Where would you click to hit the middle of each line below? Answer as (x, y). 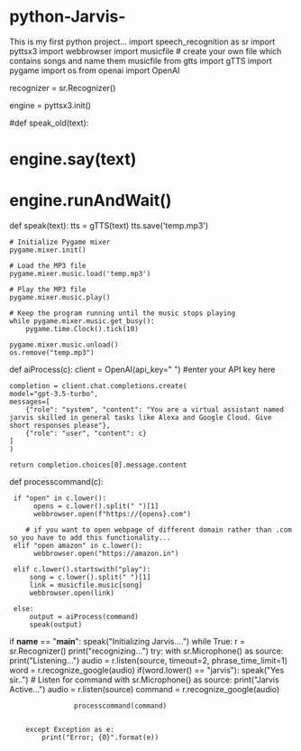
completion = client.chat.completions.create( (98, 386)
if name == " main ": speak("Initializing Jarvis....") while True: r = (128, 642)
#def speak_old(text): (49, 123)
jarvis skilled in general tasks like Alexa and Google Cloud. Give (141, 418)
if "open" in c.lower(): (59, 498)
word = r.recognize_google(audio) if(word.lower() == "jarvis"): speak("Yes (147, 671)
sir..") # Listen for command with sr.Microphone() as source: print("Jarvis (144, 680)
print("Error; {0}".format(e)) (100, 737)
